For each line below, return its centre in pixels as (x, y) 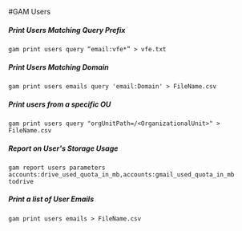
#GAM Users (29, 12)
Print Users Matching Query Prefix (67, 30)
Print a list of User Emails (51, 199)
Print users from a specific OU (60, 104)
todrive (21, 181)
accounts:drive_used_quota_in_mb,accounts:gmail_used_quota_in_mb (121, 174)
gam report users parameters (57, 168)
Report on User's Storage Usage (63, 148)
